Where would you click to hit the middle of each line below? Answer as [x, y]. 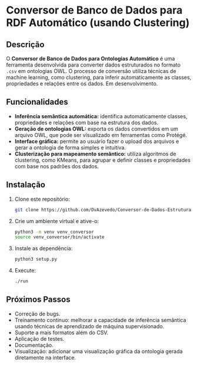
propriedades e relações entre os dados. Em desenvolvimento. [82, 84]
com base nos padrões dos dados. [56, 166]
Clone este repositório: [42, 199]
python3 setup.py [36, 259]
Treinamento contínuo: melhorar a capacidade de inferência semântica [100, 320]
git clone [27, 209]
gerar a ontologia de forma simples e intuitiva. [70, 147]
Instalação [26, 185]
